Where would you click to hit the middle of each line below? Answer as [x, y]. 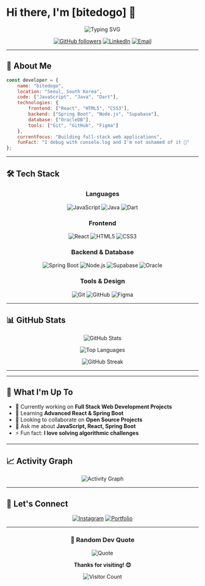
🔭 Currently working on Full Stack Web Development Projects [94, 407]
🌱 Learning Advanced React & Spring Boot [69, 413]
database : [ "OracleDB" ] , [60, 120]
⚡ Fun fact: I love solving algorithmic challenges [77, 433]
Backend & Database [103, 252]
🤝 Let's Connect [37, 503]
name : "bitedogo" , [41, 86]
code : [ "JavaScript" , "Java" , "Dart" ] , [68, 97]
